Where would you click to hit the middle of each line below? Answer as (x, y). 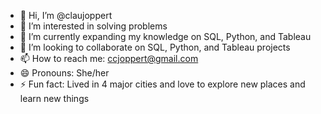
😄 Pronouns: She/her (64, 73)
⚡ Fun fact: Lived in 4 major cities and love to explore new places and (162, 84)
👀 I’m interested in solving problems (93, 26)
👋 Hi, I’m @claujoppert (66, 15)
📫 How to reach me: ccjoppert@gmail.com (109, 58)
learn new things (54, 98)
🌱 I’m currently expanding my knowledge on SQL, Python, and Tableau (165, 36)
